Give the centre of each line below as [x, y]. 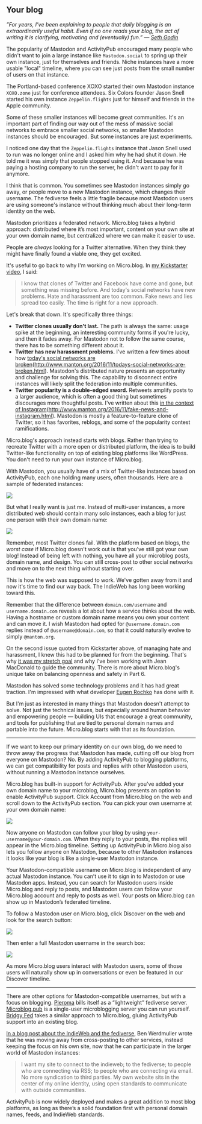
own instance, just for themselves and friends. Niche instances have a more [100, 62]
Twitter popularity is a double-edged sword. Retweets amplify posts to [104, 390]
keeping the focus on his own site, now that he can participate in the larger [99, 1046]
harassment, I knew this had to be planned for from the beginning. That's [96, 654]
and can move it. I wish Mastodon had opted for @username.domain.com [93, 624]
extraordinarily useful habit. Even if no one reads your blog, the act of [93, 31]
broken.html [30, 371]
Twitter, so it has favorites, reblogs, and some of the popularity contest [103, 422]
